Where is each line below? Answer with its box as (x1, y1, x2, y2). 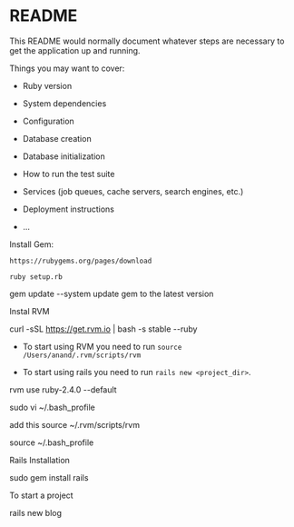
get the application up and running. (9, 45, 141, 55)
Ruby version (22, 80, 73, 91)
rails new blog (9, 507, 62, 518)
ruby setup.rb (9, 272, 64, 282)
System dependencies (22, 97, 107, 109)
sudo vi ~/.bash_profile (9, 402, 95, 413)
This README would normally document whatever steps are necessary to (9, 35, 285, 46)
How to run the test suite (22, 168, 115, 179)
